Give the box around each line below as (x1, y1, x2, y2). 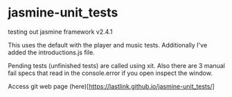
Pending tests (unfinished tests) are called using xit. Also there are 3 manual (8, 61, 226, 69)
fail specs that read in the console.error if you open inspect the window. (8, 69, 213, 77)
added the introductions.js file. (8, 48, 96, 56)
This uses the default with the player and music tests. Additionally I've (8, 41, 208, 49)
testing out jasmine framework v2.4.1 (8, 28, 113, 36)
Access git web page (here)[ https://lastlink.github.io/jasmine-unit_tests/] (8, 82, 215, 90)
